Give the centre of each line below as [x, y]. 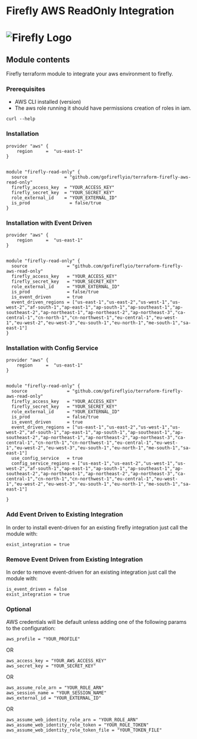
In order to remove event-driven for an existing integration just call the [91, 572]
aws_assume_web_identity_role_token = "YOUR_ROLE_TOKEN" [78, 725]
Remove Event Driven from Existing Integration [75, 559]
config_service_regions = [43, 464]
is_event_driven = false [37, 589]
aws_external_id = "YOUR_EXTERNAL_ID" [54, 698]
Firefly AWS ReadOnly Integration [90, 11]
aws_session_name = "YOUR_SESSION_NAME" [57, 693]
